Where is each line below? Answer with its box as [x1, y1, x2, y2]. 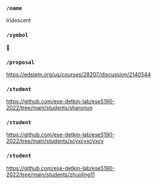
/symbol [6, 32, 29, 39]
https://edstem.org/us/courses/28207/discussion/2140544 [6, 70, 151, 78]
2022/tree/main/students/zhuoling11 [6, 171, 96, 178]
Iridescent [6, 17, 31, 24]
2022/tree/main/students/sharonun [6, 104, 93, 112]
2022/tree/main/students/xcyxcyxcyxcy [6, 137, 104, 145]
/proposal [6, 59, 35, 66]
